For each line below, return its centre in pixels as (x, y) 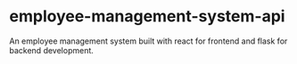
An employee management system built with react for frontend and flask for (148, 41)
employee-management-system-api (147, 16)
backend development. (51, 50)
